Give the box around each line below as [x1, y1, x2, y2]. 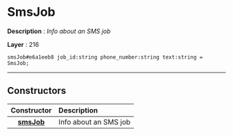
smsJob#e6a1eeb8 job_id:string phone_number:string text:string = [7, 53, 203, 61]
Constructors [7, 85, 67, 97]
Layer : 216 [7, 40, 40, 48]
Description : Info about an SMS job [7, 27, 111, 35]
